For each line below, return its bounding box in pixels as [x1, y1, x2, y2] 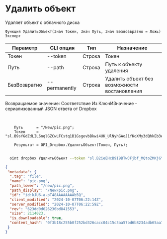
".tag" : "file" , [9, 174, 43, 179]
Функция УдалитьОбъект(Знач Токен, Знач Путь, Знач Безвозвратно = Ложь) [5, 29, 162, 34]
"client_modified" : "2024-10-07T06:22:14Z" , [9, 197, 103, 202]
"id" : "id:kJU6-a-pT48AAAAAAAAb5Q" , [9, 192, 85, 197]
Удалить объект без [105, 75, 154, 82]
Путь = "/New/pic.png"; [14, 125, 75, 130]
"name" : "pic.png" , [9, 179, 50, 184]
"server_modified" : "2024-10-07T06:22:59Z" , [9, 202, 103, 207]
